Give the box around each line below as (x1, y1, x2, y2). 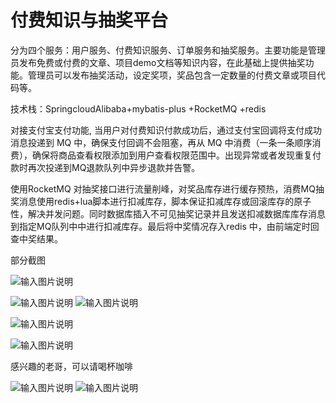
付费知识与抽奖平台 (10, 9, 169, 32)
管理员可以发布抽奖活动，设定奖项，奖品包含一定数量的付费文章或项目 (27, 69, 317, 81)
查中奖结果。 (10, 232, 63, 245)
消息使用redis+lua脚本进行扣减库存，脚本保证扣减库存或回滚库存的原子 (18, 195, 312, 207)
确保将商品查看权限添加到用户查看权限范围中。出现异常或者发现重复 (31, 149, 313, 161)
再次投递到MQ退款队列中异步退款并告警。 (27, 161, 201, 173)
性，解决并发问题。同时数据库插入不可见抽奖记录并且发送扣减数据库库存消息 (10, 207, 326, 220)
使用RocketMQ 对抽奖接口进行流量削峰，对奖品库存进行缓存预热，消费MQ (10, 182, 316, 195)
